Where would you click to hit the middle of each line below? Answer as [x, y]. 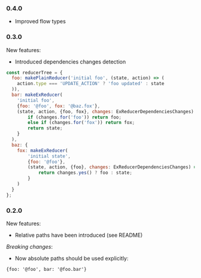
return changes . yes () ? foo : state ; [85, 173]
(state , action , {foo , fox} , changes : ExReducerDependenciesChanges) [106, 111]
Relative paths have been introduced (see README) [79, 235]
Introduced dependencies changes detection [70, 62]
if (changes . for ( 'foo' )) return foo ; [74, 117]
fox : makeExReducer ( [42, 150]
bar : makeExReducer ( [37, 95]
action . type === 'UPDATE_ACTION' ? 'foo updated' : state [91, 84]
